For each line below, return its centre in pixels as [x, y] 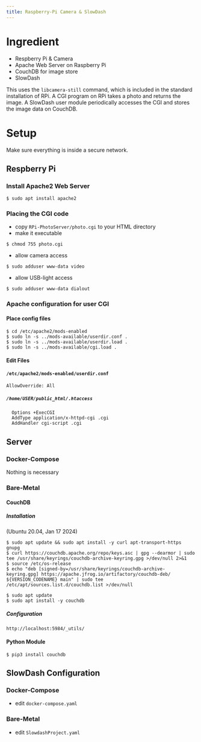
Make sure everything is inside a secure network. [67, 150]
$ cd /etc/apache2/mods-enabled [47, 331]
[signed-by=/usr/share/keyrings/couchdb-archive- [102, 569]
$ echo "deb [21, 569]
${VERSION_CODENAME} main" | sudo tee [55, 579]
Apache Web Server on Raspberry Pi [60, 65]
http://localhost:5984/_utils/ [45, 628]
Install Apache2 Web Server [48, 186]
